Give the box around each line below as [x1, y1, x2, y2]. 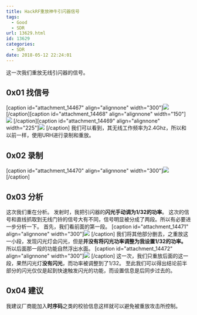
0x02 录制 [6, 150, 43, 160]
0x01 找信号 [6, 88, 50, 98]
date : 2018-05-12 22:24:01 [6, 52, 72, 58]
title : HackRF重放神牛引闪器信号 [6, 8, 80, 15]
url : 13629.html [6, 30, 46, 36]
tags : [6, 14, 19, 20]
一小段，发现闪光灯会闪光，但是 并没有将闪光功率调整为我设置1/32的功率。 [6, 238, 186, 245]
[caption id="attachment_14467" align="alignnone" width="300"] [6, 104, 164, 111]
